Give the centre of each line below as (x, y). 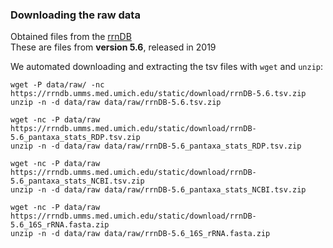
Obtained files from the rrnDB (71, 37)
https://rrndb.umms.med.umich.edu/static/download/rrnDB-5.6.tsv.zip (158, 94)
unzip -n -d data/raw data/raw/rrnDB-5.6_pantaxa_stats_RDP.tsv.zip (156, 146)
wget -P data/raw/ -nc (57, 85)
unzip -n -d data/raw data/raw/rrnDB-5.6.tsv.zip (116, 103)
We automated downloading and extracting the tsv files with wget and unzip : (167, 67)
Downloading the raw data (75, 15)
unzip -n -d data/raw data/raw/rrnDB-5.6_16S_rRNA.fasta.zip (140, 234)
